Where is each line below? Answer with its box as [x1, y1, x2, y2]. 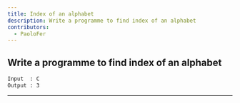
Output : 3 [7, 82, 40, 89]
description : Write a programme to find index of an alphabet [7, 17, 196, 24]
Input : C [7, 75, 40, 82]
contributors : [7, 23, 50, 31]
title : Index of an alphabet [7, 10, 94, 18]
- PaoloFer [14, 30, 46, 38]
